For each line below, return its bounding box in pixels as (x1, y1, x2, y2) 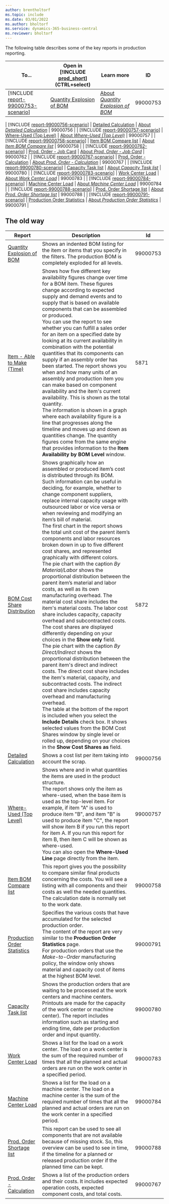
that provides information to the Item (42, 444, 129, 452)
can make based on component (42, 381, 117, 388)
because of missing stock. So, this (42, 1138, 123, 1145)
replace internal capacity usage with (42, 497, 128, 504)
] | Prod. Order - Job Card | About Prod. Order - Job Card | (23, 149, 145, 154)
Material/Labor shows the (42, 566, 103, 573)
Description (71, 232, 101, 239)
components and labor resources (42, 534, 121, 542)
